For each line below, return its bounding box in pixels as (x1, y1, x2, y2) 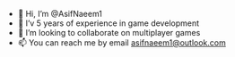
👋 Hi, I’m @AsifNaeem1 (17, 9, 103, 19)
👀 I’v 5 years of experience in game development (17, 18, 200, 28)
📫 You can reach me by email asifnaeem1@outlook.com (17, 37, 226, 48)
